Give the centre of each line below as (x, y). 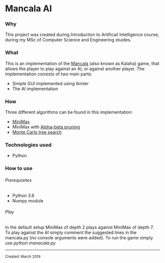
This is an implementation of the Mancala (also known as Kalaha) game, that (82, 63)
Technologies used (28, 145)
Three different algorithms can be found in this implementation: (69, 112)
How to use (19, 168)
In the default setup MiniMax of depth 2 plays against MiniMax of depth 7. (79, 227)
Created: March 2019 (23, 257)
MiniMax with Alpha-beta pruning (46, 127)
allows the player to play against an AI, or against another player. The (75, 68)
